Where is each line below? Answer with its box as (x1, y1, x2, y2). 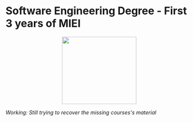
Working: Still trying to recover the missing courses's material (5, 108, 157, 116)
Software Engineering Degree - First (5, 4, 188, 18)
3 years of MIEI (5, 17, 81, 30)
